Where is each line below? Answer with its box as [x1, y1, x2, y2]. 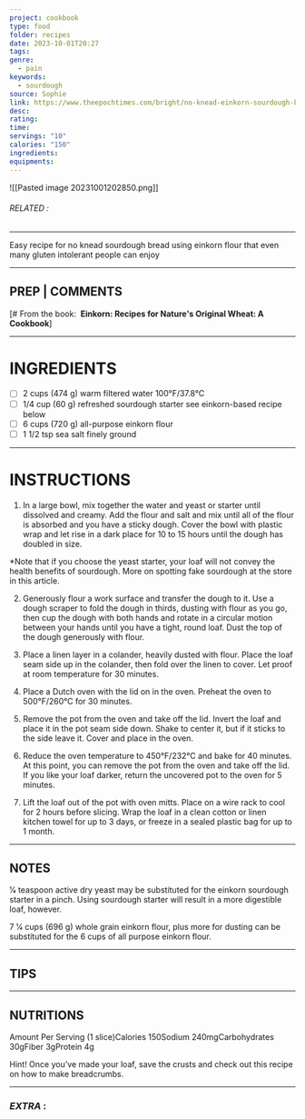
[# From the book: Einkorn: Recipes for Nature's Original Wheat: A [9, 308, 265, 319]
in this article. [9, 574, 61, 586]
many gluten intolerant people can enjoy [9, 249, 161, 260]
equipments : [9, 156, 54, 166]
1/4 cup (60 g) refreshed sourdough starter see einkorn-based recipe [22, 398, 283, 409]
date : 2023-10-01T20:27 [9, 38, 100, 48]
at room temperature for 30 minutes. [22, 668, 159, 679]
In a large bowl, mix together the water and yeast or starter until [22, 499, 261, 510]
